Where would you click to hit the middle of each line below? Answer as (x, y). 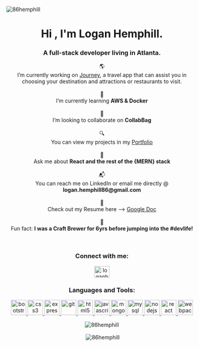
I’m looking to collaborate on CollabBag (102, 120)
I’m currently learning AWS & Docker (102, 101)
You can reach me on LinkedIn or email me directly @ (102, 184)
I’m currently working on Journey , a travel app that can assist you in (102, 75)
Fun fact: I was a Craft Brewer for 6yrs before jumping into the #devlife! (102, 229)
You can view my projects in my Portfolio (102, 142)
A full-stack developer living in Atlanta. (102, 53)
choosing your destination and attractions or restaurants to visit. (102, 81)
